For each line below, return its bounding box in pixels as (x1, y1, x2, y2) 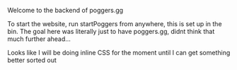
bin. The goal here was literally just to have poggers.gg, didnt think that (7, 28, 215, 35)
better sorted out (7, 56, 57, 64)
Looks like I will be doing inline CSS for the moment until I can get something (7, 49, 231, 57)
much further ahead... (7, 35, 71, 43)
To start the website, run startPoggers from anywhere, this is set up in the (7, 20, 222, 28)
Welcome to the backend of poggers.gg (7, 6, 124, 14)
